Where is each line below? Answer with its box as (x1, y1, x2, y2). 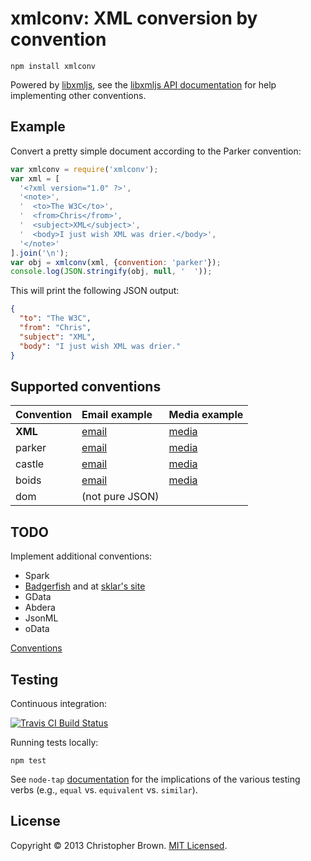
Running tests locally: (10, 736, 99, 748)
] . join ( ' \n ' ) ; (10, 248, 70, 258)
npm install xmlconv (10, 61, 97, 71)
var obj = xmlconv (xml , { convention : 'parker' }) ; (10, 257, 222, 267)
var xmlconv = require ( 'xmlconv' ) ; (10, 164, 159, 174)
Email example (81, 408, 153, 422)
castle (15, 457, 45, 471)
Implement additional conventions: (10, 550, 153, 562)
